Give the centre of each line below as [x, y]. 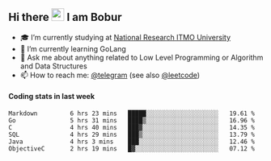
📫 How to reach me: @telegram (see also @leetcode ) [110, 75]
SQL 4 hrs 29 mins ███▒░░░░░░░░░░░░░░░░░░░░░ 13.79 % [131, 135]
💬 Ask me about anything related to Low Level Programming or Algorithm [142, 57]
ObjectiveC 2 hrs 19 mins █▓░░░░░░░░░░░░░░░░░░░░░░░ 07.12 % [131, 149]
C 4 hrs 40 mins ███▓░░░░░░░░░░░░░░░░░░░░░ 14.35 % [131, 128]
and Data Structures [53, 66]
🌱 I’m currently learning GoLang [73, 48]
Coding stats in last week [52, 97]
